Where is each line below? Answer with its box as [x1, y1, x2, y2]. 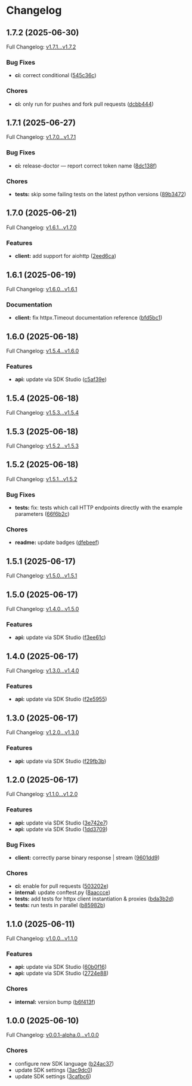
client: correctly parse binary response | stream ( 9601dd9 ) [14, 854, 160, 861]
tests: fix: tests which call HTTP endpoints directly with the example [14, 504, 183, 512]
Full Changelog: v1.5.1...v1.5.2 [6, 475, 78, 482]
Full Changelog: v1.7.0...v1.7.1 [6, 133, 76, 141]
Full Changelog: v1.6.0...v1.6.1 [6, 285, 78, 293]
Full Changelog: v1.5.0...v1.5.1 [6, 572, 78, 579]
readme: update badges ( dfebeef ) [14, 539, 100, 546]
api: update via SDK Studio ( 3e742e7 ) [14, 819, 109, 826]
